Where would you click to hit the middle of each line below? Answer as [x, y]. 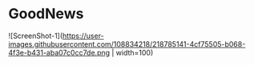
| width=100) [133, 52]
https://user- [83, 36]
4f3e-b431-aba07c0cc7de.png [59, 52]
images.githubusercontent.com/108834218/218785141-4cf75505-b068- [127, 44]
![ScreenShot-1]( [36, 36]
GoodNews [46, 14]
